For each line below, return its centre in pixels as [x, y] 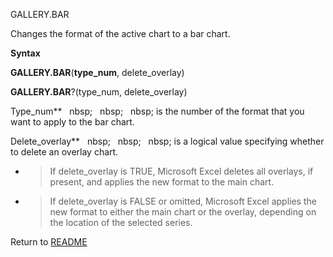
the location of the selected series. [121, 222]
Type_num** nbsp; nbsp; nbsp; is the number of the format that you [157, 111]
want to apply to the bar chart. [72, 122]
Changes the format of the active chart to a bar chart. [120, 33]
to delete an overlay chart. [64, 152]
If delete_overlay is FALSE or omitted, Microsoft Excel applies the [183, 201]
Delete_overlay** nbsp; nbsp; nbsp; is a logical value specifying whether [167, 141]
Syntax [25, 53]
